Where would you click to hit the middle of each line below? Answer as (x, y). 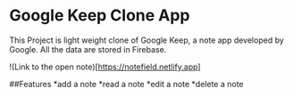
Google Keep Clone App (100, 16)
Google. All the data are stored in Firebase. (88, 49)
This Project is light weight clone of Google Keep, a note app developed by (146, 40)
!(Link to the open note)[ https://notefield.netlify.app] (105, 67)
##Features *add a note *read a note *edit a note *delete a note (126, 84)
